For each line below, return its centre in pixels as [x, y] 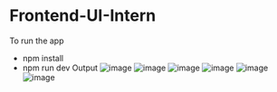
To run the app [37, 41]
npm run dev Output [60, 68]
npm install [43, 58]
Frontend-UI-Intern [83, 16]
